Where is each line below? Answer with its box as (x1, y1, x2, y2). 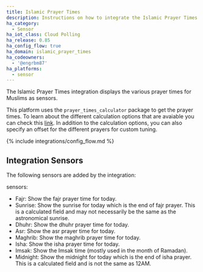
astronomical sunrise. (15, 215, 70, 222)
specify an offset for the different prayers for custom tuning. (6, 126, 157, 133)
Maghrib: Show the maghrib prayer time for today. (15, 234, 141, 242)
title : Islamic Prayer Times (6, 9, 80, 15)
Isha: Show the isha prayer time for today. (15, 240, 120, 248)
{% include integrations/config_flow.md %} (6, 138, 115, 145)
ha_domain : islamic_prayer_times (6, 49, 91, 55)
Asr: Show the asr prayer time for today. (15, 227, 116, 235)
